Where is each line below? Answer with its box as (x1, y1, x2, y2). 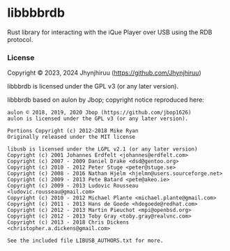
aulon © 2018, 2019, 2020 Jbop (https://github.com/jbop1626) (7, 109, 192, 116)
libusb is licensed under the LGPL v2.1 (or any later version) (7, 146, 198, 153)
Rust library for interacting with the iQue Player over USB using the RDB (7, 28, 213, 36)
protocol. (7, 35, 33, 43)
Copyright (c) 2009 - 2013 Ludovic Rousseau (7, 183, 139, 190)
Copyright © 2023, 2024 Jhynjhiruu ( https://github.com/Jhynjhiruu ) (7, 68, 202, 77)
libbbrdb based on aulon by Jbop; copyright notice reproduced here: (7, 96, 204, 104)
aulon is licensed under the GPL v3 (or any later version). (7, 115, 189, 123)
